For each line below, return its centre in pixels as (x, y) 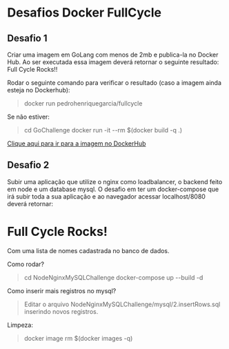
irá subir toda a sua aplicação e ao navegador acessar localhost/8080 (106, 196)
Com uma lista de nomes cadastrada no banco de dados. (89, 250)
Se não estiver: (29, 117)
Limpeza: (20, 325)
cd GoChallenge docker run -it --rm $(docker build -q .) (103, 130)
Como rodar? (26, 264)
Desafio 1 (27, 38)
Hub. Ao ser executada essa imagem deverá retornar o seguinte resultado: (113, 62)
